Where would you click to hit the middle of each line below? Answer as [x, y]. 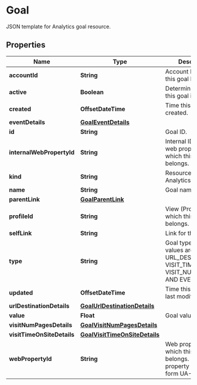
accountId [23, 75]
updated [21, 293]
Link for [176, 233]
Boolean [92, 92]
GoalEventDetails [105, 122]
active [18, 92]
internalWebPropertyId [42, 152]
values [174, 250]
